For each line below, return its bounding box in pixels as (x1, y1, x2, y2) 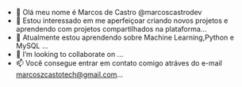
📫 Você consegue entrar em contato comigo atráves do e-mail (15, 59, 222, 67)
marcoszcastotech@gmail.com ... (15, 70, 124, 79)
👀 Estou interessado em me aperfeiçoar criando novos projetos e (15, 16, 229, 25)
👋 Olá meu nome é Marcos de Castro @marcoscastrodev (15, 8, 202, 17)
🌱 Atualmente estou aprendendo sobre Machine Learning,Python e (15, 32, 234, 42)
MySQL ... (15, 41, 49, 51)
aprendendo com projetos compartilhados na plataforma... (15, 25, 207, 33)
